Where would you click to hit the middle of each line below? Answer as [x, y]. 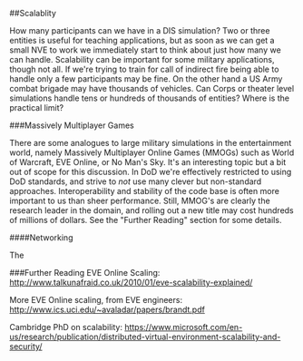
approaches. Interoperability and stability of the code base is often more [144, 191]
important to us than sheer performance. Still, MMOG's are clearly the [140, 200]
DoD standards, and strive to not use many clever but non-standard [136, 181]
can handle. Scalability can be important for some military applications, [142, 59]
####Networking [41, 238]
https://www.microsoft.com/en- [183, 327]
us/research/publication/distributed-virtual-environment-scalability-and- [145, 337]
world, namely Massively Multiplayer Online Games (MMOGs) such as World [152, 152]
